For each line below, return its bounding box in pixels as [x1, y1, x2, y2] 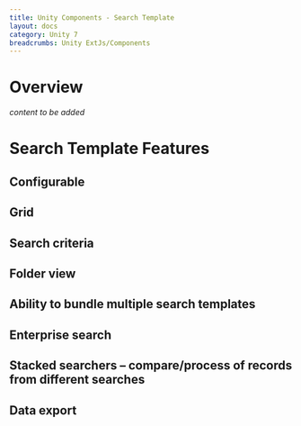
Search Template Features [9, 139, 209, 159]
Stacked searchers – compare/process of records [9, 358, 293, 374]
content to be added [9, 107, 85, 118]
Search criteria [9, 235, 94, 250]
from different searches [9, 372, 146, 387]
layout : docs [9, 22, 58, 31]
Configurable [9, 174, 85, 189]
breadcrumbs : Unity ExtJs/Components [9, 38, 151, 48]
